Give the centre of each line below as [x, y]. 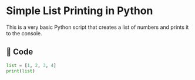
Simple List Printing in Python [80, 11]
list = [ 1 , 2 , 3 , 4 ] [31, 65]
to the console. [24, 33]
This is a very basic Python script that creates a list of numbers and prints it [97, 27]
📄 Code [20, 52]
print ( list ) [21, 71]
